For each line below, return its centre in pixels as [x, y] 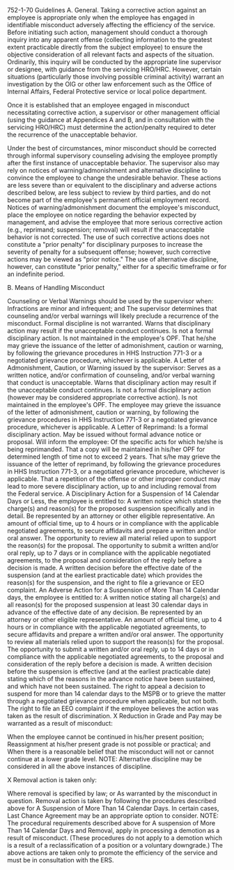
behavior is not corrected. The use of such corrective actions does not [109, 237]
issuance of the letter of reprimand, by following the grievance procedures [114, 464]
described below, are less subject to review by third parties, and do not [109, 192]
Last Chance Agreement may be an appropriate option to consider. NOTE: [113, 816]
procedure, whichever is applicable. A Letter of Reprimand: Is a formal [108, 427]
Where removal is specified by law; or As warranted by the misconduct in [112, 793]
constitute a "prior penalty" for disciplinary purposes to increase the [105, 244]
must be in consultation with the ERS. [61, 860]
